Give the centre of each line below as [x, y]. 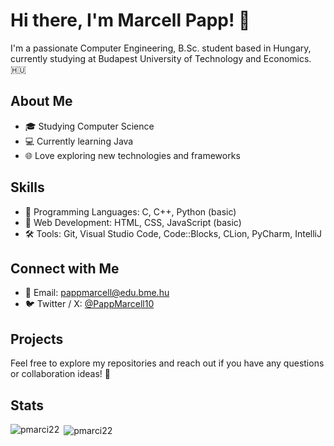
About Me [41, 101]
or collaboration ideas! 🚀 [60, 374]
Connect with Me [65, 268]
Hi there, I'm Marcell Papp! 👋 [130, 20]
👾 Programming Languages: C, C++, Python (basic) [130, 211]
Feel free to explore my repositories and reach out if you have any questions [167, 363]
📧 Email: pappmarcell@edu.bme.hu [97, 293]
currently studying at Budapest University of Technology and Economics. [161, 58]
